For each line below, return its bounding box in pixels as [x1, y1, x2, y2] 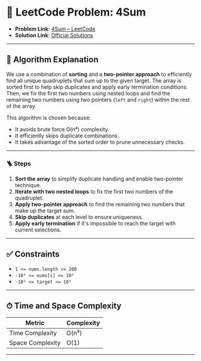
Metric [25, 318, 45, 327]
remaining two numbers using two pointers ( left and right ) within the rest [6, 96, 190, 103]
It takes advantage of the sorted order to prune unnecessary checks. [14, 138, 185, 146]
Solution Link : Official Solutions [14, 31, 93, 38]
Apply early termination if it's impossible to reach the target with [14, 220, 176, 227]
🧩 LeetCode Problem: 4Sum [6, 5, 147, 19]
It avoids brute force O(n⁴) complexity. [14, 125, 109, 133]
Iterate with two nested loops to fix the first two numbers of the [14, 188, 173, 195]
